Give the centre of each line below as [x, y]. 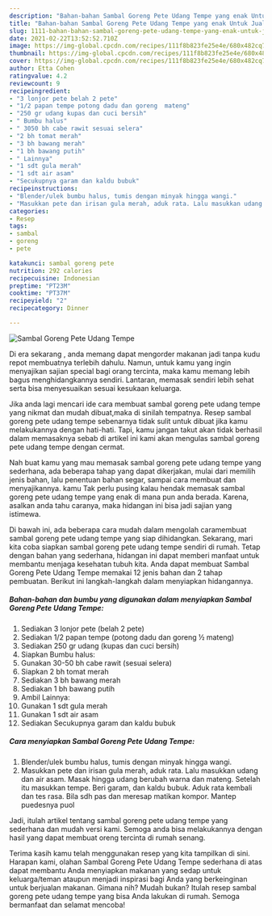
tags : [18, 226]
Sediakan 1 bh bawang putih [68, 688]
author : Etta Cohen [42, 69]
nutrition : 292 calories [51, 271]
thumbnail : [27, 53]
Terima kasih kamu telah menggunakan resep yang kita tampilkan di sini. [130, 853]
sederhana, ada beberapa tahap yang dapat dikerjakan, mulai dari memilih [132, 471]
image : [20, 46]
